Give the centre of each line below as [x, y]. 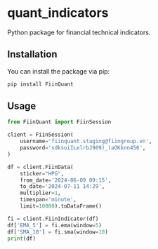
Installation [32, 54]
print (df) [22, 238]
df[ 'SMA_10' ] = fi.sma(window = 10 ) [58, 232]
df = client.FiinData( [40, 167]
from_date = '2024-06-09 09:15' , [66, 180]
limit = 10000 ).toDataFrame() [61, 206]
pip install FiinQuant [40, 84]
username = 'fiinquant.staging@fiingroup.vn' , [86, 142]
